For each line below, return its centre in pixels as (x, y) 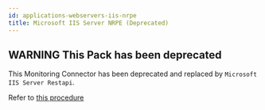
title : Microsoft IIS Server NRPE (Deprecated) (89, 23)
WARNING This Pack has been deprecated (115, 55)
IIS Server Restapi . (41, 82)
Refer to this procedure (46, 98)
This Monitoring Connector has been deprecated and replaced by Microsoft (132, 74)
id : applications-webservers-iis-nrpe (72, 15)
